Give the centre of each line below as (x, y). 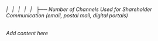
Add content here (27, 33)
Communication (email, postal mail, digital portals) (67, 15)
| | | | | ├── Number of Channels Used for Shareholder (79, 9)
